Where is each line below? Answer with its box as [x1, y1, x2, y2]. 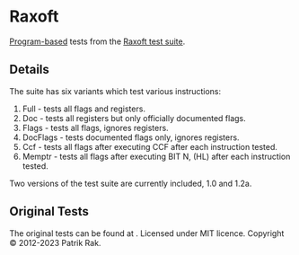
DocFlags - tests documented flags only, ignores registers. [22, 132, 240, 143]
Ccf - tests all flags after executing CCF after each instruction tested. [22, 141, 278, 152]
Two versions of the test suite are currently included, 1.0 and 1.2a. [9, 178, 252, 189]
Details [9, 62, 49, 77]
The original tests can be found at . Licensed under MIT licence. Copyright [9, 227, 285, 239]
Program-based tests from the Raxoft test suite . [9, 36, 186, 47]
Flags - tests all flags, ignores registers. [22, 122, 169, 133]
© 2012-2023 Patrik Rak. [9, 237, 101, 248]
